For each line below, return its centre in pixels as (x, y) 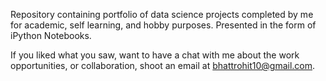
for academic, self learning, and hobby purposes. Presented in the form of (163, 25)
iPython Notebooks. (51, 35)
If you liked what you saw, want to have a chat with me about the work (155, 55)
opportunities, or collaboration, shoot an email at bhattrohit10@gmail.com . (163, 65)
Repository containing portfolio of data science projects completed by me (162, 14)
